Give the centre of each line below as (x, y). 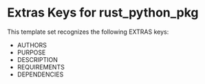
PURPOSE (31, 52)
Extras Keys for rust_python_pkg (103, 13)
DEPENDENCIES (40, 74)
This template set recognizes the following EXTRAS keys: (88, 32)
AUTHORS (32, 45)
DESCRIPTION (37, 59)
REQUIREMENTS (41, 67)
